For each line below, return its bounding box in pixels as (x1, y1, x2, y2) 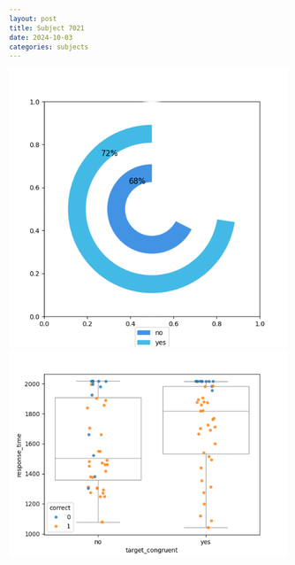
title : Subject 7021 (9, 23, 86, 33)
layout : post (9, 14, 57, 23)
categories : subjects (9, 43, 89, 51)
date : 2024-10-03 (9, 33, 73, 42)
